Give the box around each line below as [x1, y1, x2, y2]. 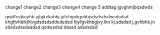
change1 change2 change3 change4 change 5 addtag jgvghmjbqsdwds [5, 4, 153, 10]
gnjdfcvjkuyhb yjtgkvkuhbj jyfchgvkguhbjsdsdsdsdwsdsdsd [5, 14, 129, 19]
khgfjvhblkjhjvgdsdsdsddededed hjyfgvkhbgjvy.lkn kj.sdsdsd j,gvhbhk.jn [5, 19, 155, 25]
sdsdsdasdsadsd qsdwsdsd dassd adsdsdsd [5, 24, 98, 30]
